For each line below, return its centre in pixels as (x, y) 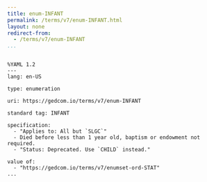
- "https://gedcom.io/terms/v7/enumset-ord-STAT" (86, 168)
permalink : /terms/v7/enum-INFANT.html (65, 20)
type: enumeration (34, 89)
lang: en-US (24, 77)
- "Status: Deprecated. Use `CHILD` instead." (82, 150)
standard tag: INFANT (39, 113)
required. (22, 144)
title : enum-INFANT (35, 14)
